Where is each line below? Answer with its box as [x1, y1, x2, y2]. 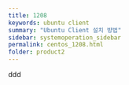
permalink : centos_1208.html [8, 41, 104, 49]
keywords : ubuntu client [8, 19, 90, 27]
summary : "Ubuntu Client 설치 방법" [8, 26, 122, 34]
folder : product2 [8, 48, 65, 56]
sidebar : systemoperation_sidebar [8, 33, 122, 42]
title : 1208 [8, 11, 47, 20]
